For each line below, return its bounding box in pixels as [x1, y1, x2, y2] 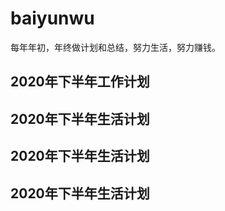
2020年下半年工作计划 [10, 73, 150, 91]
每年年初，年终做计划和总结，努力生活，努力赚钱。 [10, 41, 221, 53]
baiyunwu [10, 7, 95, 30]
